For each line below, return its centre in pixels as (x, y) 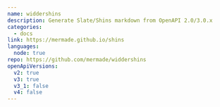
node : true (30, 53)
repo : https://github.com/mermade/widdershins (77, 60)
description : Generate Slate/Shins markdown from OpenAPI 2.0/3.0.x (110, 20)
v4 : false (28, 92)
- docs (23, 33)
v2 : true (26, 73)
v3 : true (26, 79)
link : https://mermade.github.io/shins (66, 40)
